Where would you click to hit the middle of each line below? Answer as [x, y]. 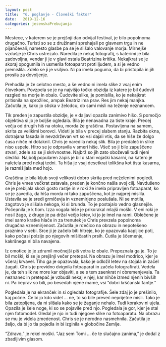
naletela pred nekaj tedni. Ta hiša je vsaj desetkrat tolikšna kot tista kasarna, [83, 163]
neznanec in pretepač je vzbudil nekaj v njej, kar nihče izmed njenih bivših [81, 277]
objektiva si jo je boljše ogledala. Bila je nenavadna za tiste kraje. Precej [78, 120]
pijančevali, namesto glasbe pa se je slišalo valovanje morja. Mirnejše [76, 48]
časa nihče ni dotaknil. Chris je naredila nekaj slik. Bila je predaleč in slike [80, 142]
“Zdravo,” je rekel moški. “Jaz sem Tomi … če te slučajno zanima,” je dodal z [83, 334]
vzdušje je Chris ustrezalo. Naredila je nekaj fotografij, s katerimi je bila [77, 54]
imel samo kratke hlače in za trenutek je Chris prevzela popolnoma [73, 220]
